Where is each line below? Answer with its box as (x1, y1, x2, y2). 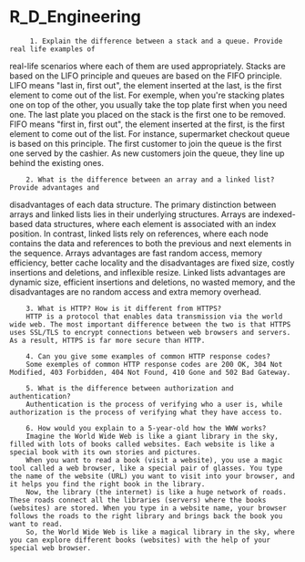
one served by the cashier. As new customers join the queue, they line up (9, 148, 285, 159)
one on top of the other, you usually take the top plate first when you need (9, 99, 288, 110)
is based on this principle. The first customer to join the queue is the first (9, 138, 282, 149)
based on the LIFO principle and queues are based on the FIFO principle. (9, 70, 282, 81)
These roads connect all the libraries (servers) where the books (9, 495, 267, 505)
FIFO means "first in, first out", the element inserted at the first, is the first (9, 119, 285, 130)
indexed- (262, 208, 296, 220)
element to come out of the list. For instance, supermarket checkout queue (9, 128, 290, 139)
